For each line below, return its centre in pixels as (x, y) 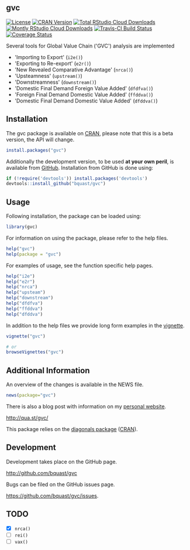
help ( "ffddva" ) (25, 309)
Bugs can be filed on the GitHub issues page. (61, 484)
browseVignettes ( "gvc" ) (35, 352)
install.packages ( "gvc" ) (36, 150)
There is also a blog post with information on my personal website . (86, 406)
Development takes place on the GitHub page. (62, 462)
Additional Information (48, 370)
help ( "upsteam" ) (26, 293)
